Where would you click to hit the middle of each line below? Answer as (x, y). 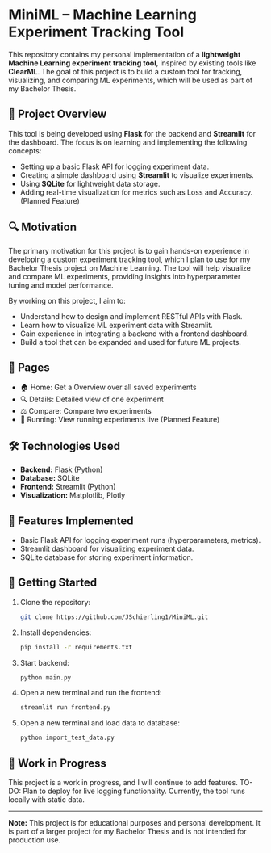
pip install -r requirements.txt (76, 647)
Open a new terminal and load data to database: (100, 723)
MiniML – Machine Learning (103, 15)
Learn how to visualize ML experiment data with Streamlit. (117, 325)
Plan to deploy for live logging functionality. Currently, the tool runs (134, 791)
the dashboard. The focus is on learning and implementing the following (128, 142)
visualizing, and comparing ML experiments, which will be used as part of (131, 80)
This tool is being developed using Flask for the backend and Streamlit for (132, 133)
